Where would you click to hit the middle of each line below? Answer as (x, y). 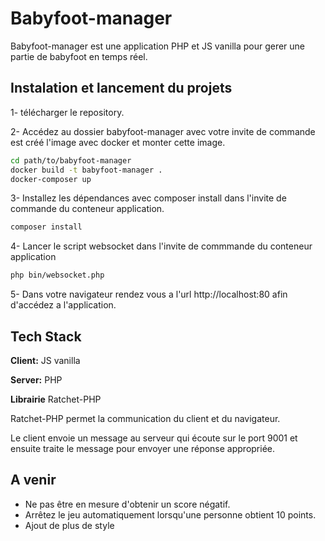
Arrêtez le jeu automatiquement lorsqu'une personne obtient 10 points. (170, 514)
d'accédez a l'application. (63, 305)
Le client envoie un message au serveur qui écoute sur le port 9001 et (154, 438)
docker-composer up (51, 179)
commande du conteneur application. (87, 209)
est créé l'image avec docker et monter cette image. (118, 142)
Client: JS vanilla (45, 360)
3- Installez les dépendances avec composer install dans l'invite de (148, 198)
